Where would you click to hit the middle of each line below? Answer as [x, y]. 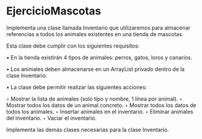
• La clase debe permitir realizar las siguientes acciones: [77, 87]
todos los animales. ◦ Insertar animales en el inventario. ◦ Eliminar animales [100, 111]
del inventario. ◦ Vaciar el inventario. [52, 118]
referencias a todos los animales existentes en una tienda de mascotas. [95, 34]
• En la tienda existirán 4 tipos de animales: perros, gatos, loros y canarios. [99, 57]
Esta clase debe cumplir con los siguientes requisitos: [73, 46]
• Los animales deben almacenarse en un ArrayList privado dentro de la [96, 69]
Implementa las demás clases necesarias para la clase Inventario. [88, 129]
